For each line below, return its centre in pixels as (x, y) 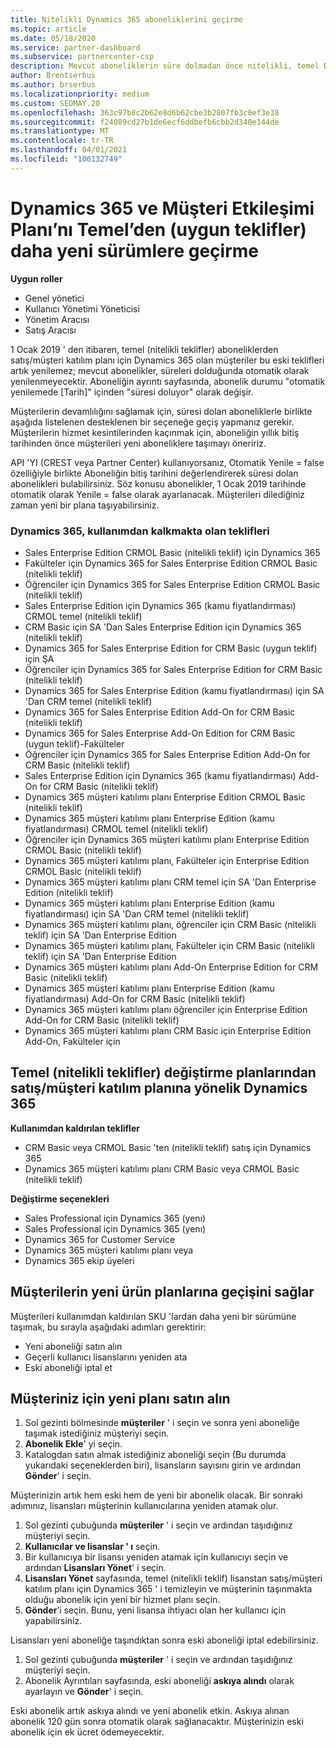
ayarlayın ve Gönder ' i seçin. (84, 1692)
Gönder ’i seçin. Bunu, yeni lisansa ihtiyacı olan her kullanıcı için (155, 1610)
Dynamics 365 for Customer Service (100, 1239)
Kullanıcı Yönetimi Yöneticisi (82, 308)
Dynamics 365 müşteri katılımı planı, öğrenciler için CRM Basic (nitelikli (170, 924)
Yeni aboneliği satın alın (73, 1346)
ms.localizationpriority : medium (80, 94)
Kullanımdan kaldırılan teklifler (75, 1128)
